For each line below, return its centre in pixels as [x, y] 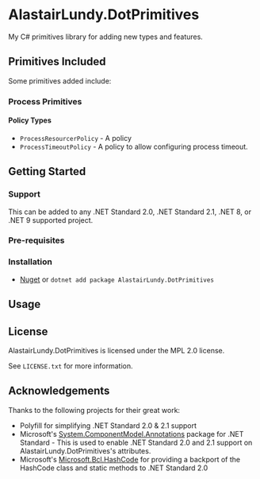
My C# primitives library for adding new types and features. [106, 37]
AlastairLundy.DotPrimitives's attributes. [85, 450]
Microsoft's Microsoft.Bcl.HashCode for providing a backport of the [130, 459]
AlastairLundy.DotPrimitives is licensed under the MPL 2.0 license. [117, 350]
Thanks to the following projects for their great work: [94, 410]
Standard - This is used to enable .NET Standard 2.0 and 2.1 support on [136, 442]
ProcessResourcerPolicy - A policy [76, 138]
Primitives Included [57, 62]
